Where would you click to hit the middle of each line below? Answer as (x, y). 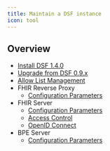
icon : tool (23, 20)
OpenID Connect (52, 125)
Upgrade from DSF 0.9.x (53, 73)
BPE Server (34, 133)
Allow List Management (51, 81)
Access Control (50, 118)
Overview (29, 49)
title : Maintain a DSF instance (54, 14)
